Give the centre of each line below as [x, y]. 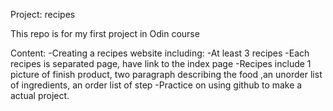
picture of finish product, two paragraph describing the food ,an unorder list [166, 74]
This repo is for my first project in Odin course [105, 33]
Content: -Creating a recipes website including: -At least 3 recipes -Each [160, 53]
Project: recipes [43, 14]
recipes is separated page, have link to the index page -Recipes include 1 [161, 63]
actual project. [40, 95]
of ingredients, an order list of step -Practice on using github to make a [156, 85]
